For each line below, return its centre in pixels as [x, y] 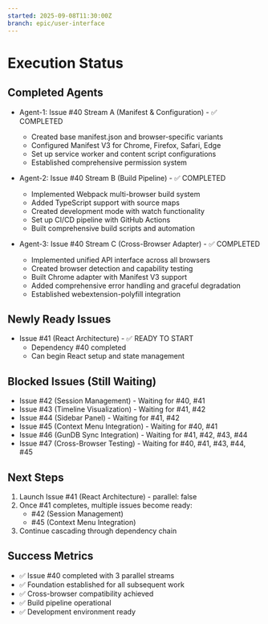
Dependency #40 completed [79, 347]
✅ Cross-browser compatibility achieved [86, 593]
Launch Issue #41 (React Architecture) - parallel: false [108, 496]
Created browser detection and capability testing [112, 268]
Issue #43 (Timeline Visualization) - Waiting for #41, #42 [112, 409]
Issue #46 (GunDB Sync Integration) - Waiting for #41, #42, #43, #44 [133, 435]
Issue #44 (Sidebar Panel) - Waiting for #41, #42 [99, 418]
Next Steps [36, 477]
